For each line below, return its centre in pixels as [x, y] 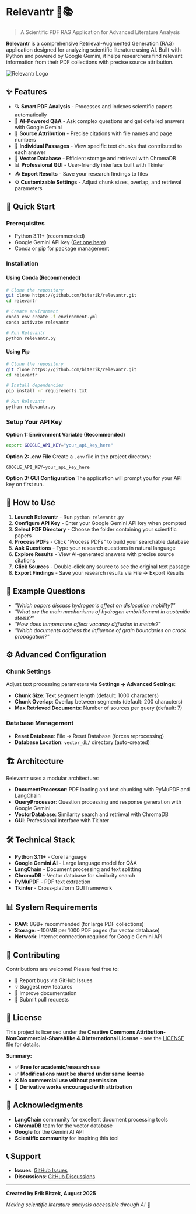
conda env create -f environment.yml [52, 317]
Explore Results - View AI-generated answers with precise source [94, 554]
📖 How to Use [31, 503]
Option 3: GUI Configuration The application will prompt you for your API [94, 478]
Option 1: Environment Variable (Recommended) [66, 435]
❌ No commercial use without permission [66, 1080]
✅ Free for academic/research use [57, 1067]
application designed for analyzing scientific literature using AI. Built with [94, 49]
